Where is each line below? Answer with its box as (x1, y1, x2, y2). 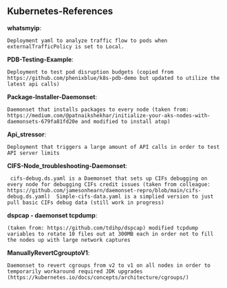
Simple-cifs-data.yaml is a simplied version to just (56, 193, 214, 200)
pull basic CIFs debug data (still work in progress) (7, 199, 165, 206)
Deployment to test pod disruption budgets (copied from (7, 68, 174, 75)
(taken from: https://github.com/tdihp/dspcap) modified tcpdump (7, 224, 198, 232)
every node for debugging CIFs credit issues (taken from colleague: (7, 181, 211, 188)
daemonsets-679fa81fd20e (7, 118, 78, 125)
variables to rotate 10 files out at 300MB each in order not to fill (7, 230, 214, 237)
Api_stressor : (7, 130, 47, 138)
